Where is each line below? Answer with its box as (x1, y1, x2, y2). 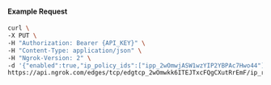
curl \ (7, 24, 30, 32)
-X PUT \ (7, 32, 37, 40)
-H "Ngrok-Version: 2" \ (7, 54, 91, 62)
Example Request (7, 6, 68, 16)
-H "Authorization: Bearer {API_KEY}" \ (7, 38, 146, 47)
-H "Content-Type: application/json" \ (7, 47, 142, 55)
